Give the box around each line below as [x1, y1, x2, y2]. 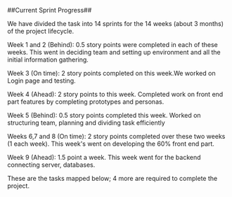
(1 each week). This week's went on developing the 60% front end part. [7, 140, 214, 148]
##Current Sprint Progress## [7, 6, 92, 14]
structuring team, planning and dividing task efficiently [7, 118, 165, 127]
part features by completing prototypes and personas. [7, 97, 165, 106]
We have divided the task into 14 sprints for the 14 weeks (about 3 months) [7, 20, 224, 27]
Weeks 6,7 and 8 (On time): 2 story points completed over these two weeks [7, 133, 226, 140]
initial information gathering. [7, 55, 89, 64]
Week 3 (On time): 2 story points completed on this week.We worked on [7, 69, 216, 77]
